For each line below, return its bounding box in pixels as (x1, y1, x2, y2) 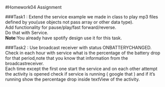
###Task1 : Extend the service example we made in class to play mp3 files (5, 14, 158, 19)
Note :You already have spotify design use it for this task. (5, 35, 122, 41)
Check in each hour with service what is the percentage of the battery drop (5, 50, 160, 56)
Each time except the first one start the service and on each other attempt (5, 66, 157, 72)
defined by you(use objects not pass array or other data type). (5, 19, 133, 25)
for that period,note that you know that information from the (5, 55, 128, 61)
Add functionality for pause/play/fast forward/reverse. (5, 24, 116, 30)
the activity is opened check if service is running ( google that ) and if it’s (5, 71, 155, 77)
